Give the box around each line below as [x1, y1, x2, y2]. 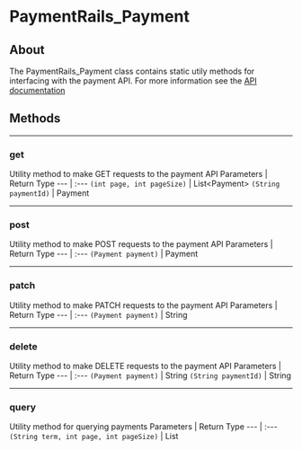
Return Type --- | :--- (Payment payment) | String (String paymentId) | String [9, 370, 292, 381]
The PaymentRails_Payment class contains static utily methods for [9, 66, 255, 76]
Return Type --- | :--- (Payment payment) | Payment [9, 249, 199, 260]
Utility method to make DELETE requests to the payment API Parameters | [9, 361, 281, 371]
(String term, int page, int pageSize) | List [9, 431, 179, 442]
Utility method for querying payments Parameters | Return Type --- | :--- [9, 421, 279, 432]
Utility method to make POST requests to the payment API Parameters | [9, 239, 273, 250]
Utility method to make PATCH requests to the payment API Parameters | [9, 299, 279, 311]
